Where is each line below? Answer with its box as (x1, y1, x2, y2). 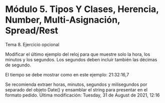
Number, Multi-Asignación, (5, 14, 120, 26)
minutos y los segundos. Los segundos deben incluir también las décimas (5, 56, 157, 62)
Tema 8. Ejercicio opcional (5, 41, 59, 47)
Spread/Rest (5, 25, 58, 36)
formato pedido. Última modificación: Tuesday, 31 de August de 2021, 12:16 (5, 92, 160, 98)
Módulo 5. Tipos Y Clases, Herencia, (5, 4, 159, 15)
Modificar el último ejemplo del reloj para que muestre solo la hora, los (5, 51, 150, 57)
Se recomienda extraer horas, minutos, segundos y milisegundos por (5, 81, 147, 87)
